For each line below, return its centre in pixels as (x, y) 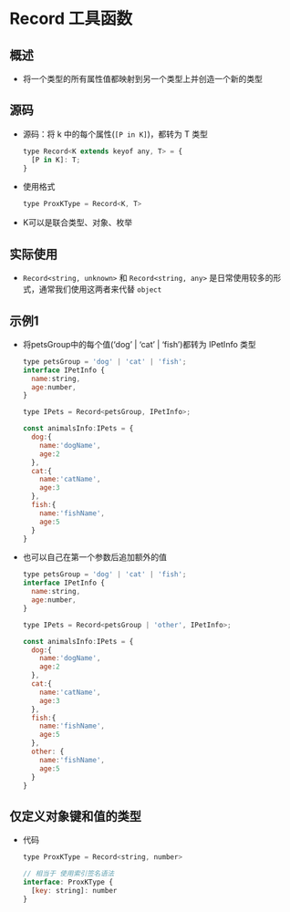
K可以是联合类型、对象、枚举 (78, 223)
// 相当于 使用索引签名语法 (68, 874)
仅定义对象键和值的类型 (75, 816)
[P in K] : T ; (56, 160)
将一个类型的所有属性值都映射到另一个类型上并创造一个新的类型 (142, 79)
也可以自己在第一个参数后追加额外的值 (94, 557)
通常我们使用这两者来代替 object (100, 289)
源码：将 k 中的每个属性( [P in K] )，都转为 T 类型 (115, 134)
